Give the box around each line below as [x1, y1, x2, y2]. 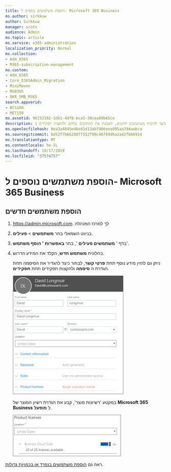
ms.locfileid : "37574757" [5, 153, 60, 159]
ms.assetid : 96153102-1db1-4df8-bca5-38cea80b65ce [5, 116, 115, 121]
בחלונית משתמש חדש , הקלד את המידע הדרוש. [12, 250, 104, 256]
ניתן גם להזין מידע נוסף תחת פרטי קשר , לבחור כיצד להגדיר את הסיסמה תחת [12, 260, 160, 266]
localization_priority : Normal [5, 46, 72, 51]
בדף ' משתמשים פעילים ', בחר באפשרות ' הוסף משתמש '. [12, 240, 130, 247]
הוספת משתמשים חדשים [5, 207, 81, 216]
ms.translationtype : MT [5, 137, 56, 142]
